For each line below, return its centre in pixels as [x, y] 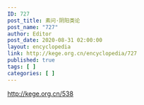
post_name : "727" [33, 27]
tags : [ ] [22, 67]
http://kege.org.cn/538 [41, 94]
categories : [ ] [31, 73]
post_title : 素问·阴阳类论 [44, 21]
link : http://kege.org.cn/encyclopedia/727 [72, 54]
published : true [31, 60]
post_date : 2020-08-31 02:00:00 [55, 40]
